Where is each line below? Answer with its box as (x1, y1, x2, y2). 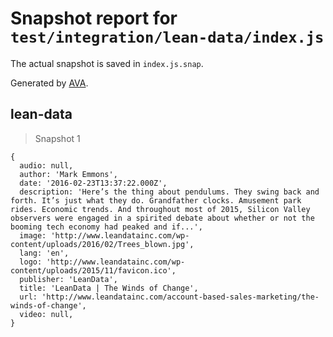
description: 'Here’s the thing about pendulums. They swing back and (19, 187, 320, 197)
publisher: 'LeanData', (19, 274, 118, 284)
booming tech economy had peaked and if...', (10, 222, 203, 232)
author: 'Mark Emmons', (19, 169, 118, 179)
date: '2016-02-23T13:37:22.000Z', (19, 178, 168, 188)
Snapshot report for (10, 7, 178, 30)
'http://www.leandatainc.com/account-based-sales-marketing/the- (41, 292, 320, 302)
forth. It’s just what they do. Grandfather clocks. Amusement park (10, 195, 302, 206)
